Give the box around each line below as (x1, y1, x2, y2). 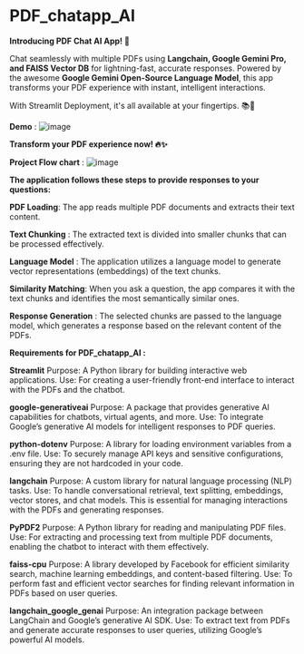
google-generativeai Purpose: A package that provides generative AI (9, 401, 270, 413)
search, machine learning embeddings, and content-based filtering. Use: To (9, 568, 293, 579)
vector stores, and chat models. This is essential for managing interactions (9, 494, 289, 505)
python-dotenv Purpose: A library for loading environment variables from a (9, 438, 292, 449)
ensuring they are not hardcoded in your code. (9, 457, 184, 468)
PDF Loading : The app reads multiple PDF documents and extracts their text (9, 201, 295, 212)
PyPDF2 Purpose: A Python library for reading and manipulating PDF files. (9, 522, 287, 532)
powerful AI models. (9, 634, 84, 645)
